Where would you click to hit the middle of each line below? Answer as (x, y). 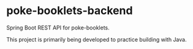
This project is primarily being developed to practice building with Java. (96, 39)
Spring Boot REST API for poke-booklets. (58, 28)
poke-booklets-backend (70, 11)
